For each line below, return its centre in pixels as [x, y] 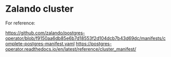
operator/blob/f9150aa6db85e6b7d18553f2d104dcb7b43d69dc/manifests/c [85, 38]
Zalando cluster [39, 9]
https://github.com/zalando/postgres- [45, 33]
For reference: [20, 23]
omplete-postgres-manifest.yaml [40, 43]
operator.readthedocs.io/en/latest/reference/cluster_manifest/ [71, 49]
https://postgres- [94, 43]
